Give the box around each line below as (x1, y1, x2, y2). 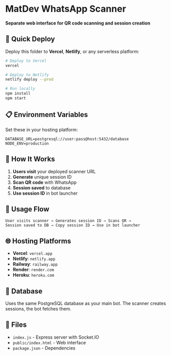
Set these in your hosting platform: (5, 126, 78, 133)
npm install (5, 91, 31, 96)
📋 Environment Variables (5, 110, 88, 119)
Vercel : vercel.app (12, 250, 53, 256)
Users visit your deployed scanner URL (12, 168, 96, 174)
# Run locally (5, 86, 36, 91)
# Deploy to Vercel (5, 58, 47, 63)
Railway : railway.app (12, 261, 58, 267)
